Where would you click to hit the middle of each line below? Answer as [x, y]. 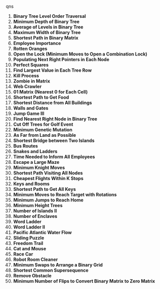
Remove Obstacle [32, 276]
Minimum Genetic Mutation [43, 130]
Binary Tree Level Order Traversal [49, 16]
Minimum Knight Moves [39, 167]
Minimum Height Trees [38, 205]
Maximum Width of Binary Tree [47, 32]
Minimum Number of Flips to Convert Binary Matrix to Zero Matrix [84, 281]
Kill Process [26, 76]
